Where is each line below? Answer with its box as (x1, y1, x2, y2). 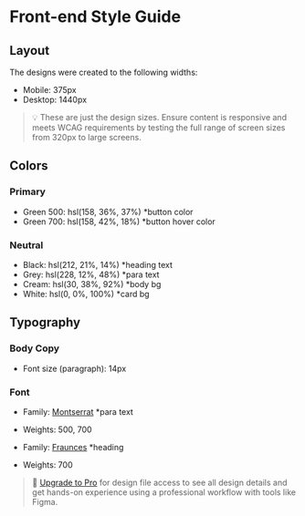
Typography (9, 315, 80, 330)
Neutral (9, 239, 44, 252)
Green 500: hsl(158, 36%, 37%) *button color (22, 206, 194, 217)
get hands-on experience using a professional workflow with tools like (31, 486, 297, 498)
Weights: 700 (22, 459, 73, 470)
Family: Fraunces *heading (22, 441, 124, 452)
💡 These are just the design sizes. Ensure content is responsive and (31, 112, 288, 122)
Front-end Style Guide (9, 6, 181, 27)
